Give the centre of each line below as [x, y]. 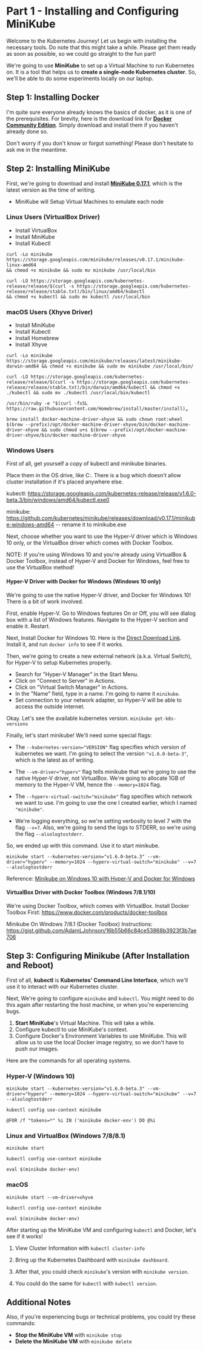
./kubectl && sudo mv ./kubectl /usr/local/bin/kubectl [78, 393]
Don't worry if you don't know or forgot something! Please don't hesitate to [100, 143]
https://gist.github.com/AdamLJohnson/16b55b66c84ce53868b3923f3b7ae [101, 930]
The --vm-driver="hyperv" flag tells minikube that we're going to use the [105, 771]
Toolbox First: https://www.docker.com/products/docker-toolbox [87, 912]
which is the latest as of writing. [55, 760]
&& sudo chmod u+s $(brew [74, 430]
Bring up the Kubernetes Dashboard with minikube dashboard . [92, 1260]
